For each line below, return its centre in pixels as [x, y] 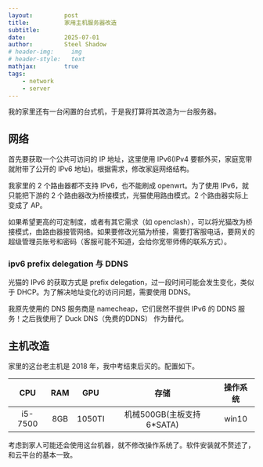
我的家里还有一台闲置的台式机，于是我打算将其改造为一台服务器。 [114, 111]
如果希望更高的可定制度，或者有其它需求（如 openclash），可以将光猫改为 [127, 222]
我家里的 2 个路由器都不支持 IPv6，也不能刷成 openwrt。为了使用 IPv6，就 [128, 186]
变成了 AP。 [27, 206]
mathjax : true [43, 67]
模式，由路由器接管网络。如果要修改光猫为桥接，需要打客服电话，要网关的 [135, 232]
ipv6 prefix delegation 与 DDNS [68, 264]
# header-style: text [47, 60]
